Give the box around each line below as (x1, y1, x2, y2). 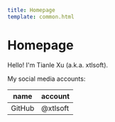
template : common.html (7, 13, 75, 21)
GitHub (11, 103, 35, 113)
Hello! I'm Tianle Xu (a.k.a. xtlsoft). (7, 60, 109, 69)
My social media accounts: (7, 74, 86, 83)
